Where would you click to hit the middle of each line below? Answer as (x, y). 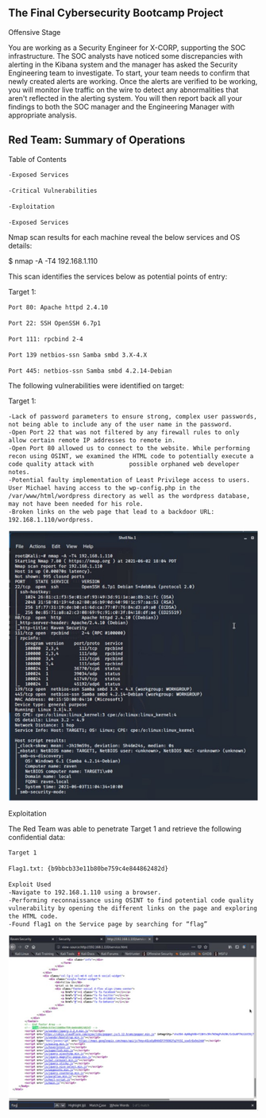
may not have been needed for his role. (76, 503)
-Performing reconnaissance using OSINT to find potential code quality (131, 900)
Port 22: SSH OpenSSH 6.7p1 (55, 323)
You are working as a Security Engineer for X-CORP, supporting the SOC (127, 48)
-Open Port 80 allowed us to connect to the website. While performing (129, 448)
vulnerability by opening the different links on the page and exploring (133, 908)
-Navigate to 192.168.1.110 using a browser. (85, 892)
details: (20, 245)
